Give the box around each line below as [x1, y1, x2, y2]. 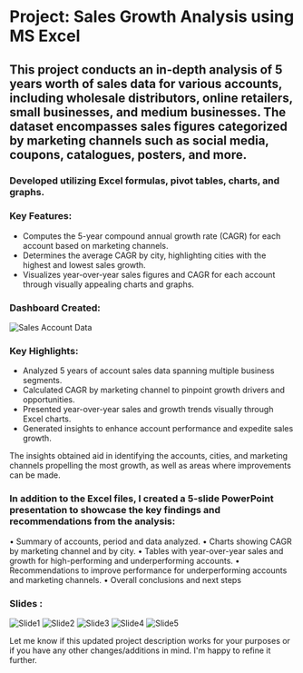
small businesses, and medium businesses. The [9, 104, 287, 120]
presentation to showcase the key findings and [9, 504, 220, 517]
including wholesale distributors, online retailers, [9, 90, 293, 105]
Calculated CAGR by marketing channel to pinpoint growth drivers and [22, 384, 286, 396]
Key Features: [9, 210, 73, 223]
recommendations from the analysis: [9, 515, 176, 528]
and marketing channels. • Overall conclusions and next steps [9, 574, 242, 585]
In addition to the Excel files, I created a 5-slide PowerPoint [9, 492, 274, 505]
